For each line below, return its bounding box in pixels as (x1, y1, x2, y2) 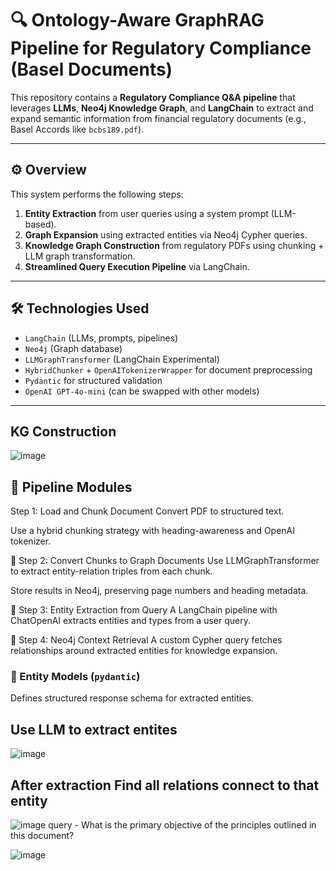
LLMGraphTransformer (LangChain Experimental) (24, 353, 220, 365)
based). (24, 218, 57, 230)
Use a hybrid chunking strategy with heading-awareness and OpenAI (10, 525, 296, 537)
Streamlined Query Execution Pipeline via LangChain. (24, 260, 250, 272)
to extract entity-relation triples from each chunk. (10, 565, 213, 577)
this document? (10, 830, 75, 842)
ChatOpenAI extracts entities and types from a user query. (10, 615, 251, 627)
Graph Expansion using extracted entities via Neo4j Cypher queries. (24, 228, 308, 241)
